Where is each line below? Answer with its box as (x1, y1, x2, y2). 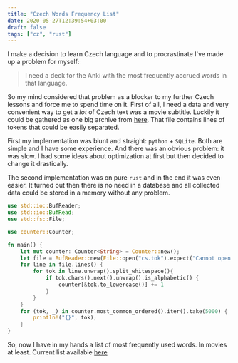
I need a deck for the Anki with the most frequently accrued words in (24, 71, 227, 80)
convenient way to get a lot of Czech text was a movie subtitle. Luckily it (7, 108, 219, 116)
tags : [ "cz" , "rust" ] (7, 30, 72, 38)
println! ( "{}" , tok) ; (33, 315, 98, 322)
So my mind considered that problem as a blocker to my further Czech (7, 93, 214, 101)
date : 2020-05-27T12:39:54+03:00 (7, 17, 107, 24)
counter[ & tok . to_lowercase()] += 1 (58, 281, 164, 288)
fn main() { (7, 241, 43, 248)
